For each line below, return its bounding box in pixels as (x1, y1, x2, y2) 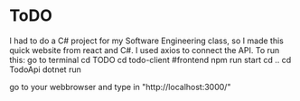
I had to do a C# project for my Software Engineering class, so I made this (9, 35, 285, 46)
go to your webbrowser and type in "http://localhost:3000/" (9, 81, 231, 92)
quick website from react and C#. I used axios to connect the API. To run (9, 44, 280, 55)
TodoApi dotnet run (9, 64, 81, 75)
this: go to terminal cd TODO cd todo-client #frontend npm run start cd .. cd (9, 54, 292, 65)
